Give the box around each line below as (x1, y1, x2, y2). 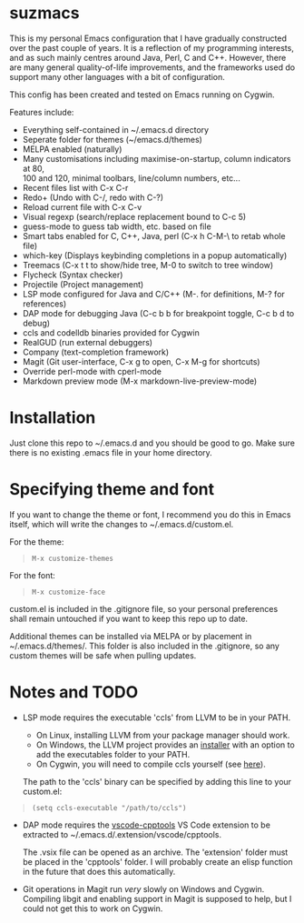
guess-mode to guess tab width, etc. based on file (22, 221, 211, 232)
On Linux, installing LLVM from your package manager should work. (35, 729, 290, 740)
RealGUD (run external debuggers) (22, 336, 152, 347)
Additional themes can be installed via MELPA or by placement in (9, 630, 252, 641)
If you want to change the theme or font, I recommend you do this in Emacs (9, 508, 291, 520)
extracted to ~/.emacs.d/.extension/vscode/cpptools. (22, 828, 222, 839)
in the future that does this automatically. (22, 866, 176, 877)
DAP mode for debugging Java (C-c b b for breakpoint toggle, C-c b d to (22, 307, 295, 318)
